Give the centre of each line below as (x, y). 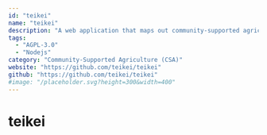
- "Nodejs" (33, 52)
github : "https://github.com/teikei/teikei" (83, 75)
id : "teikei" (30, 15)
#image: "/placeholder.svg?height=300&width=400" (92, 82)
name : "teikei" (33, 23)
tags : (17, 38)
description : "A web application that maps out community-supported (124, 30)
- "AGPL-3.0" (37, 45)
